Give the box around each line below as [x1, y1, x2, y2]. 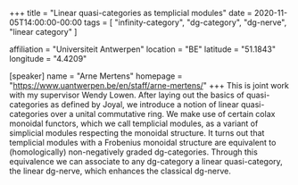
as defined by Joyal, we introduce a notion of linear [50, 99, 239, 110]
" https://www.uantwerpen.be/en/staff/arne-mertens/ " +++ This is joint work [9, 80, 290, 90]
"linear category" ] [9, 27, 78, 37]
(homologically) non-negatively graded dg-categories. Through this [9, 147, 259, 157]
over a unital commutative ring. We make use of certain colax [50, 109, 276, 119]
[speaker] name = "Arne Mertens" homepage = [9, 71, 183, 81]
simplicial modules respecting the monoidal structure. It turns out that [9, 128, 265, 138]
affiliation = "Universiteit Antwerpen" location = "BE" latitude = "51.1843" [9, 44, 277, 55]
